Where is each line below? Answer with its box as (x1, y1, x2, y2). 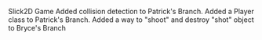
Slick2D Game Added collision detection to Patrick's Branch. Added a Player (8, 7, 255, 16)
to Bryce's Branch (8, 24, 67, 32)
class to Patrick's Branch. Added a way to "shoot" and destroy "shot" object (8, 15, 254, 24)
